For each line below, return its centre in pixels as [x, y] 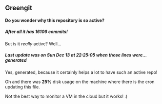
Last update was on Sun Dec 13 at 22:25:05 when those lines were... [76, 55]
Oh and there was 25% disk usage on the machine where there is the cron [80, 82]
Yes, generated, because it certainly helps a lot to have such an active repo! [81, 72]
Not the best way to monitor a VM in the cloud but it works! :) [66, 96]
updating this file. [22, 87]
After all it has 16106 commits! [37, 32]
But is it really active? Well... [33, 44]
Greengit [19, 8]
